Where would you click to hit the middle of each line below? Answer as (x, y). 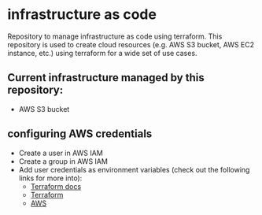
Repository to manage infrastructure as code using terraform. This (115, 36)
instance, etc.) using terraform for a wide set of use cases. (102, 53)
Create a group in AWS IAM (63, 161)
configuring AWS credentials (80, 134)
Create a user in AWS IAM (61, 153)
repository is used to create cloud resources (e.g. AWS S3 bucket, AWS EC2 (131, 44)
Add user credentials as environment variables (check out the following (134, 169)
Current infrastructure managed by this (106, 78)
